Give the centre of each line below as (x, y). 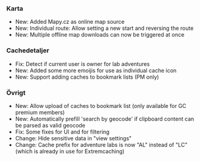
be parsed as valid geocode (50, 125)
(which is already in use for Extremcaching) (70, 151)
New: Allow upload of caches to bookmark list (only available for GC (101, 106)
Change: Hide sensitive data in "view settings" (73, 138)
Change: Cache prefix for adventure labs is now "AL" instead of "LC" (101, 145)
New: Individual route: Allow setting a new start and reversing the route (104, 28)
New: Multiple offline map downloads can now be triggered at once (100, 35)
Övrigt (16, 93)
